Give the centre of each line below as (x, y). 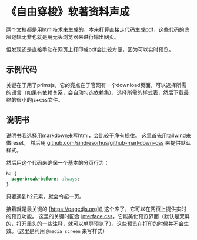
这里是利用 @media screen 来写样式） (63, 231)
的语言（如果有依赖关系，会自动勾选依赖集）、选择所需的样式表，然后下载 (95, 92)
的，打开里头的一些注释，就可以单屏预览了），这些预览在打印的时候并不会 (95, 224)
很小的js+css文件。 (40, 99)
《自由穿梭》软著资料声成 (68, 12)
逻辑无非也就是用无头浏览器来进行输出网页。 (65, 36)
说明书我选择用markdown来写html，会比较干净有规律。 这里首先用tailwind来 (98, 135)
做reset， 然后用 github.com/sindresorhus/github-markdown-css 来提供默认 (98, 142)
